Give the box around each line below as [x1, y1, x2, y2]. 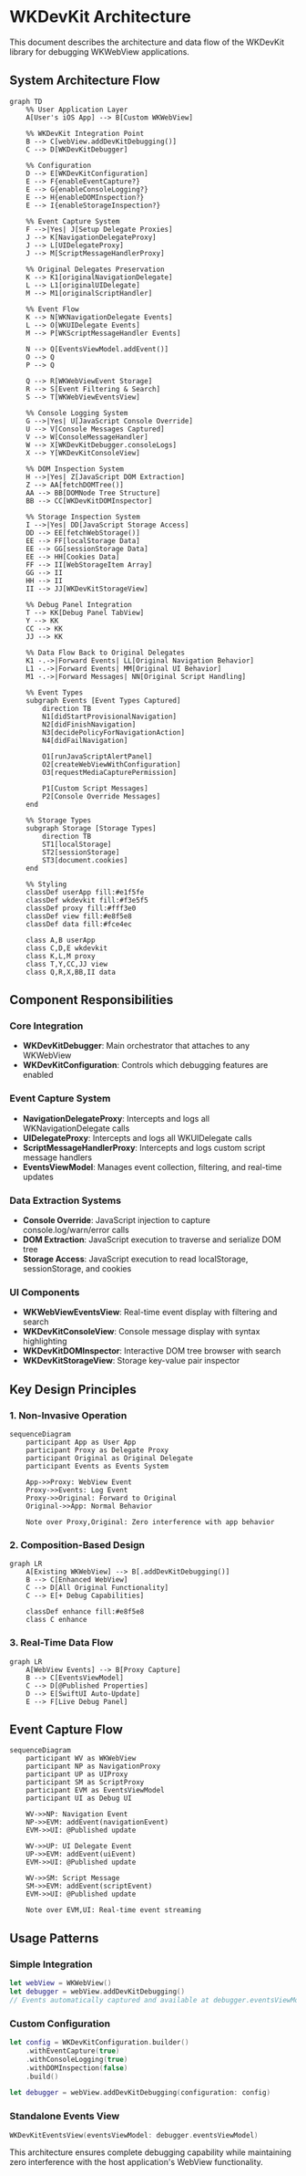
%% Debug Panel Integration [25, 600, 132, 609]
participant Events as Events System [25, 1462, 169, 1471]
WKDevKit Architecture [9, 6, 191, 27]
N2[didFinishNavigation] [42, 719, 137, 729]
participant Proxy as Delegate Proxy [25, 1446, 169, 1455]
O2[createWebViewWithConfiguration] [42, 759, 181, 769]
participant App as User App [25, 1438, 137, 1448]
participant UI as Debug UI [25, 1794, 132, 1804]
